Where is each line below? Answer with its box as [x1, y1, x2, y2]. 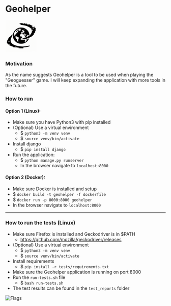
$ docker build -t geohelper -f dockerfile [12, 191, 106, 197]
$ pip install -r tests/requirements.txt [20, 263, 109, 269]
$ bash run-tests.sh [20, 279, 64, 286]
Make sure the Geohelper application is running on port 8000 [12, 269, 141, 275]
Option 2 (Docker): [5, 174, 46, 180]
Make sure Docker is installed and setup [12, 186, 97, 192]
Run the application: [12, 151, 55, 158]
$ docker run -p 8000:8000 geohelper [12, 196, 93, 202]
